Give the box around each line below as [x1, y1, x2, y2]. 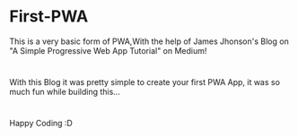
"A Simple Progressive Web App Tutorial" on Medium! [9, 45, 207, 56]
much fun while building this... [9, 87, 121, 98]
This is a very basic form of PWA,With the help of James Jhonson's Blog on [9, 36, 289, 47]
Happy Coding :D [9, 118, 74, 129]
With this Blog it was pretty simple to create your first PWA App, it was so [9, 77, 281, 88]
